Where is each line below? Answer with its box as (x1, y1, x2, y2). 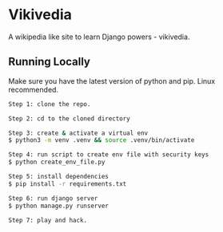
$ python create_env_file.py (8, 158, 106, 167)
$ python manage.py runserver (8, 202, 110, 210)
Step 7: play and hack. (8, 216, 88, 224)
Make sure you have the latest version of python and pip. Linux (8, 76, 216, 85)
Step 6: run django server (8, 194, 98, 203)
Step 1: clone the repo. (8, 100, 91, 108)
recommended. (8, 85, 58, 94)
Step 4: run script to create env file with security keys (8, 151, 209, 159)
